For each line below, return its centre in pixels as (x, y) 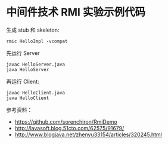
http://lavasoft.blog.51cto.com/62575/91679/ (69, 128)
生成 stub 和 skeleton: (33, 30)
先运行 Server (23, 53)
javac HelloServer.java (36, 64)
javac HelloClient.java (36, 93)
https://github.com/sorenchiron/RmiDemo (66, 122)
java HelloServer (28, 69)
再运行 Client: (23, 81)
